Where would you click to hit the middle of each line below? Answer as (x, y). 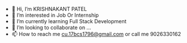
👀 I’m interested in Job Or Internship (55, 15)
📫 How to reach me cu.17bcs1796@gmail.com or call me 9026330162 (96, 34)
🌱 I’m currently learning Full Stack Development (69, 21)
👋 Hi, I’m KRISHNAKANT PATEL (49, 9)
